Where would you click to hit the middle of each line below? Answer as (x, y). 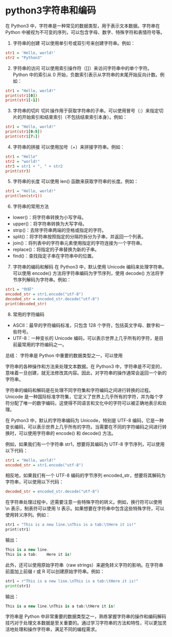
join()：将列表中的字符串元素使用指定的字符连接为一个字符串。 (79, 243)
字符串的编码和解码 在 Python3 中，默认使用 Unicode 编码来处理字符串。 (90, 267)
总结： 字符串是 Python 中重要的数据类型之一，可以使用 (64, 355)
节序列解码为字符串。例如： (42, 280)
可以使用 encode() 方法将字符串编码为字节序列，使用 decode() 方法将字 (88, 274)
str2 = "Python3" (24, 58)
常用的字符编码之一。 (44, 344)
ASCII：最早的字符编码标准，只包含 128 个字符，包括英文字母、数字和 (86, 325)
